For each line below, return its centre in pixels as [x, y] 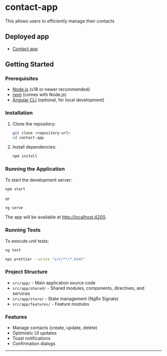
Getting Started [30, 65]
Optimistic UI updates [35, 333]
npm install [25, 156]
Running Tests [23, 230]
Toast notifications [31, 339]
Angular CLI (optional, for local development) [58, 100]
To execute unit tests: [27, 241]
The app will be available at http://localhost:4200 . [56, 217]
